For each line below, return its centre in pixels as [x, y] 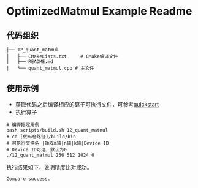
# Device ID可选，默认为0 [37, 149]
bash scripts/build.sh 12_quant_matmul [57, 130]
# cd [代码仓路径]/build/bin [41, 137]
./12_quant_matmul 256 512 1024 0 [51, 155]
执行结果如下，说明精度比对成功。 [49, 167]
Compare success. [29, 179]
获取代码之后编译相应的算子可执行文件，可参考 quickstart [87, 104]
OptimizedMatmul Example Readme [99, 11]
